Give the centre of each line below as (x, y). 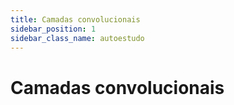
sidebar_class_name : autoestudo (77, 38)
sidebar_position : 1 (53, 29)
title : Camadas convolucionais (75, 19)
